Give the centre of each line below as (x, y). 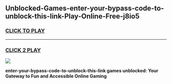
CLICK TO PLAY (25, 31)
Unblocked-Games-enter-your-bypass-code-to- (85, 8)
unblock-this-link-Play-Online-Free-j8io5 (72, 17)
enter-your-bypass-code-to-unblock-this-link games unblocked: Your (82, 70)
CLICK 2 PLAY (23, 50)
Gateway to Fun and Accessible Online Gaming (56, 76)
